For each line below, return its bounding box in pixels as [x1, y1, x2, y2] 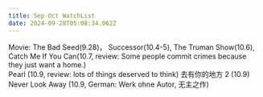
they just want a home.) [8, 59, 87, 69]
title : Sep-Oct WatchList [8, 11, 95, 20]
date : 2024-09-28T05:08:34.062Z [8, 19, 117, 27]
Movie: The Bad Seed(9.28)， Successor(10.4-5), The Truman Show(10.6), [8, 42, 255, 52]
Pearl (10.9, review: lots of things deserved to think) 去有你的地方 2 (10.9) [8, 69, 250, 79]
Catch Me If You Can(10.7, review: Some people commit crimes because [8, 51, 247, 61]
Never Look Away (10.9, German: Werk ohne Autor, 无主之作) [8, 79, 209, 89]
